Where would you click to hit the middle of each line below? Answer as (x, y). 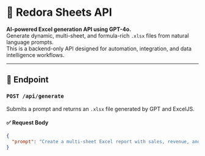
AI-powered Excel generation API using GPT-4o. (69, 29)
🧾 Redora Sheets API (59, 12)
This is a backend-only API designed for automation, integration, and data (99, 49)
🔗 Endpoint (27, 80)
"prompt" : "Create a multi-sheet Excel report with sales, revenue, (101, 141)
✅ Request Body (27, 123)
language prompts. (30, 42)
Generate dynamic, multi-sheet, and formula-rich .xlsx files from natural (98, 35)
